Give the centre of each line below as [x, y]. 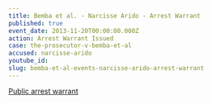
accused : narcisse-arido [50, 53]
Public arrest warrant [43, 91]
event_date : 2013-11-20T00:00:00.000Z [74, 31]
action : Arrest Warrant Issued [61, 38]
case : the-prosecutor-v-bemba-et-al [70, 46]
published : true [36, 23]
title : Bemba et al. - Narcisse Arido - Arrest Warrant [104, 16]
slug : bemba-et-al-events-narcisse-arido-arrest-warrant [106, 68]
